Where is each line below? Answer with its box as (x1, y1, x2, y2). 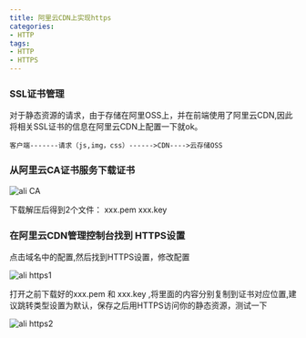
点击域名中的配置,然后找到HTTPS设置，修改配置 (9, 251, 190, 262)
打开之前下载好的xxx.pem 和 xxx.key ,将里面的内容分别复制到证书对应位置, (9, 288, 289, 299)
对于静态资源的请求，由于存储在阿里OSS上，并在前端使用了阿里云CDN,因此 (9, 110, 293, 121)
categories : (9, 22, 55, 31)
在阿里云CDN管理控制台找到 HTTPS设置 (9, 229, 186, 241)
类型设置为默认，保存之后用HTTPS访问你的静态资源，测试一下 (33, 300, 268, 311)
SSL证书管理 (9, 87, 66, 100)
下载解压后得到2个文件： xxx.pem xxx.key (9, 204, 168, 215)
